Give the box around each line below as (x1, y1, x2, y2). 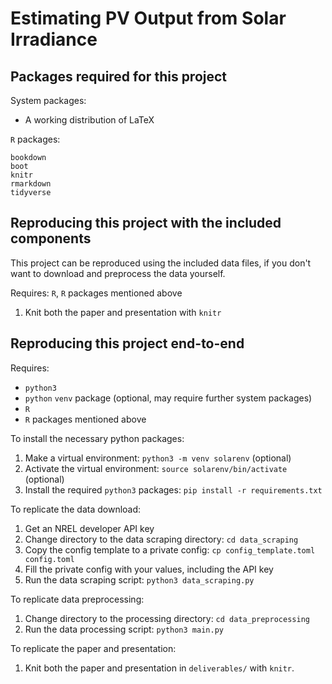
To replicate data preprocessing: (10, 593, 145, 605)
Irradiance (10, 28, 98, 51)
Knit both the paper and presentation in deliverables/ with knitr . (24, 662, 295, 674)
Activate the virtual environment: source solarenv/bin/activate (24, 462, 288, 474)
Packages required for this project (10, 68, 228, 85)
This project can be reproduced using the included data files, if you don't (10, 257, 312, 269)
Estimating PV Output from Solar (10, 7, 287, 30)
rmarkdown (10, 179, 52, 189)
